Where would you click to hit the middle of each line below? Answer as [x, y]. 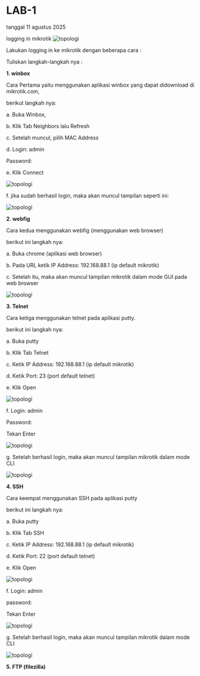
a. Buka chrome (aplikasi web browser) [54, 253]
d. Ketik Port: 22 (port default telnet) [51, 556]
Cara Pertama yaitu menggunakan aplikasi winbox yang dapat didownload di [100, 85]
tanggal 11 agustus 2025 [36, 27]
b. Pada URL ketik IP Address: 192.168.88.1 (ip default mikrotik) [83, 265]
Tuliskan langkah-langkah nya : [44, 62]
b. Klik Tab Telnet [27, 352]
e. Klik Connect [25, 172]
